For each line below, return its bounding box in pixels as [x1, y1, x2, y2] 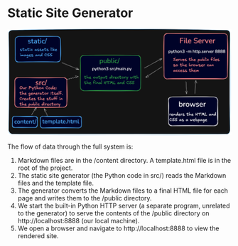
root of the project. [17, 164, 73, 172]
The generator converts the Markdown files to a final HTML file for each [17, 186, 229, 195]
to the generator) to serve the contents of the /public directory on [17, 208, 210, 218]
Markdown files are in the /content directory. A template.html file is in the [17, 156, 232, 164]
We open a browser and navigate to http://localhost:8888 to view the [17, 224, 220, 232]
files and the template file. [17, 178, 94, 187]
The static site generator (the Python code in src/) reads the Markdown [17, 171, 227, 179]
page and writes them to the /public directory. [17, 193, 152, 202]
